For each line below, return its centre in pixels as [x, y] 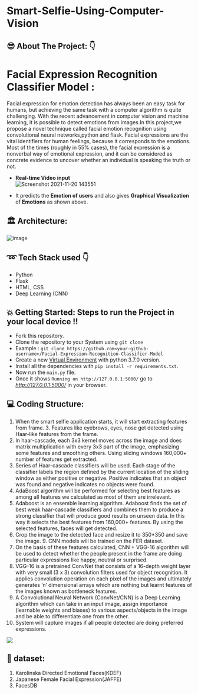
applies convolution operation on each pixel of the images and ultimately [103, 579]
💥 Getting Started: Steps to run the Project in [90, 312]
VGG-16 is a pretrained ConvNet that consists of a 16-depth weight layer [103, 566]
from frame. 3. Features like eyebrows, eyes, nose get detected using [100, 428]
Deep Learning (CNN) [42, 293]
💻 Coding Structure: [45, 404]
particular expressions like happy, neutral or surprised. [81, 560]
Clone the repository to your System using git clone [79, 342]
